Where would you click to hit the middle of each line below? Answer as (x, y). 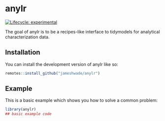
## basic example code (28, 114)
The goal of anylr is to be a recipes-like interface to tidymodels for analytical (82, 31)
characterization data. (27, 37)
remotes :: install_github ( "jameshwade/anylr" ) (52, 73)
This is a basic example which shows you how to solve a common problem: (81, 100)
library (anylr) (21, 109)
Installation (23, 52)
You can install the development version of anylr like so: (62, 64)
